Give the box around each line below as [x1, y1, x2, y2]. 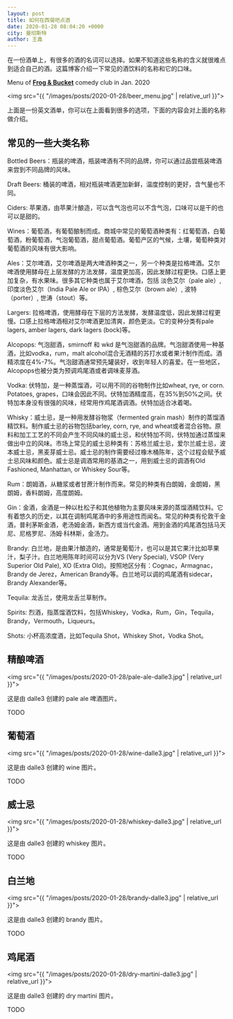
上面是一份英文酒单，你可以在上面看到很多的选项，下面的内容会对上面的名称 [7, 106, 226, 114]
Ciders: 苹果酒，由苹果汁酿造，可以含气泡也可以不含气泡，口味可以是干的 [7, 203, 218, 211]
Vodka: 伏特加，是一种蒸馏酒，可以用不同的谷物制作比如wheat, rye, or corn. [7, 381, 225, 389]
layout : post [7, 10, 45, 17]
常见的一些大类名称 [7, 137, 89, 149]
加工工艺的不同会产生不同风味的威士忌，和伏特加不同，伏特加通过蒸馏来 [19, 430, 226, 439]
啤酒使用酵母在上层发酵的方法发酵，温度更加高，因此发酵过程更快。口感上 [7, 268, 220, 276]
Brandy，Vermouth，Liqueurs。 [7, 616, 99, 625]
